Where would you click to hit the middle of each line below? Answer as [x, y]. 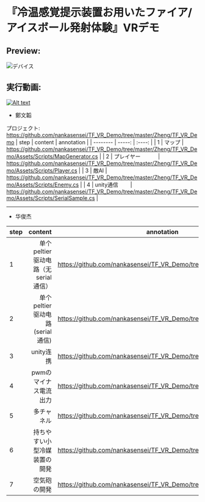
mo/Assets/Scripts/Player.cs [42, 170]
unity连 [41, 352]
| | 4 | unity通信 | [106, 185]
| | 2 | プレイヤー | [130, 156]
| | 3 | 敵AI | [93, 170]
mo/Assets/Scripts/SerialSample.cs [51, 198]
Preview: [23, 50]
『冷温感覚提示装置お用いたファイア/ [99, 13]
